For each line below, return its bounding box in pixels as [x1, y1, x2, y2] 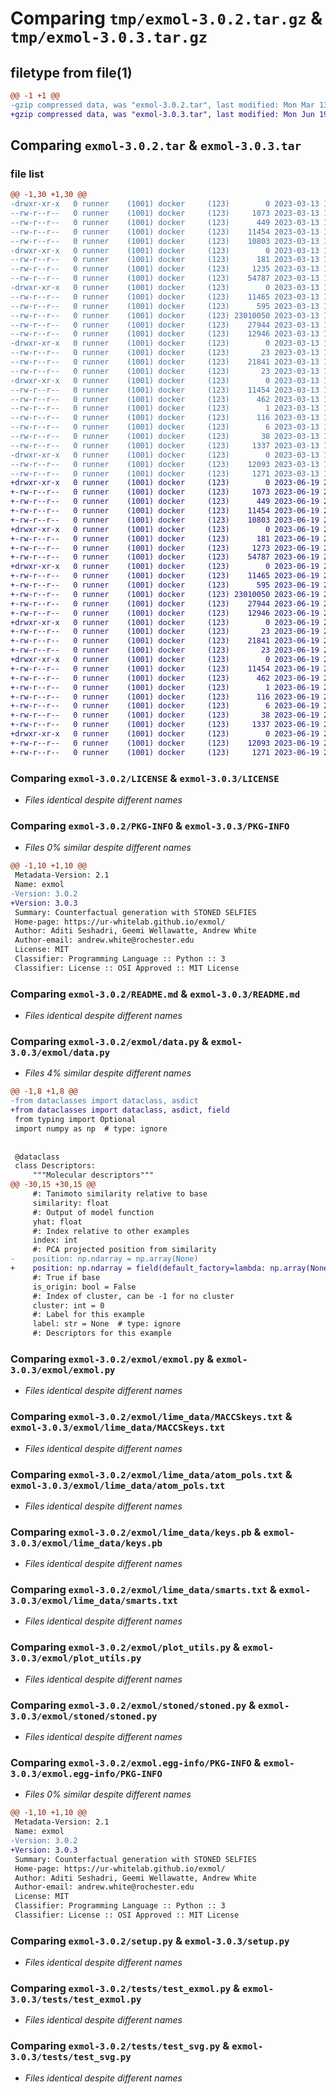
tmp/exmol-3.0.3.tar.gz [10, 28, 208, 47]
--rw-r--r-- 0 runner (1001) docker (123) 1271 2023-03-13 [10, 468, 320, 479]
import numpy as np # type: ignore [14, 1123, 168, 1134]
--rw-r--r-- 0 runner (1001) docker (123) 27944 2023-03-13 [10, 320, 320, 330]
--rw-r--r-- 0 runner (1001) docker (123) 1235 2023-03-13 [10, 264, 320, 274]
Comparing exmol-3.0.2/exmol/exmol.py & [10, 1352, 215, 1366]
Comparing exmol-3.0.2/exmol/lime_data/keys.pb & [10, 1525, 262, 1539]
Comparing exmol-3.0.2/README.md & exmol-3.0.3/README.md [10, 987, 301, 1001]
